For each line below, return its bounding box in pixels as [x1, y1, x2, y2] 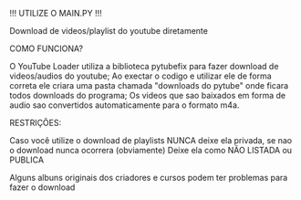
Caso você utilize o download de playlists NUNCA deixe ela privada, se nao [9, 135, 293, 145]
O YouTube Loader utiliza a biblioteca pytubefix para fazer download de [9, 61, 279, 71]
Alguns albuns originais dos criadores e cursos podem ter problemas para [9, 173, 288, 183]
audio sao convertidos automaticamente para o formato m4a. [9, 100, 240, 111]
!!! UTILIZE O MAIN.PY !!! [9, 8, 102, 18]
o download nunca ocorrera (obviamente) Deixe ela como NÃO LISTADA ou [9, 145, 293, 155]
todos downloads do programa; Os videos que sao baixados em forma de [9, 90, 286, 100]
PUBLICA [9, 154, 44, 165]
